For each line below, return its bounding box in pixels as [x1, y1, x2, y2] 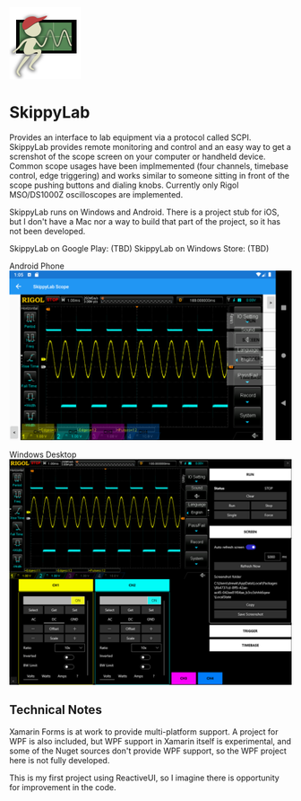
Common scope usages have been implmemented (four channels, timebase [9, 160, 289, 172]
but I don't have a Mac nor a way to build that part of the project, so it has [9, 216, 280, 226]
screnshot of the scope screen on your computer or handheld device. [9, 151, 266, 162]
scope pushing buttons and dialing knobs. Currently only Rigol [9, 180, 239, 190]
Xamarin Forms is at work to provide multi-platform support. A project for [9, 726, 279, 737]
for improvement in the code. [9, 781, 116, 792]
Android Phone [9, 260, 64, 271]
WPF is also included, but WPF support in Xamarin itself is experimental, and [9, 735, 292, 746]
